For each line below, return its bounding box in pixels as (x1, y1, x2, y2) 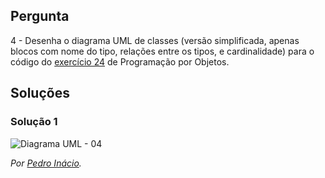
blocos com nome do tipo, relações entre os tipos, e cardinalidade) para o (10, 45, 315, 57)
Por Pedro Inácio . (10, 157, 82, 169)
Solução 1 (10, 115, 58, 129)
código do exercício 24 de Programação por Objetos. (10, 55, 230, 68)
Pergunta (10, 8, 70, 25)
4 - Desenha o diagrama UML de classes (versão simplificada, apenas (10, 34, 300, 46)
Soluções (10, 85, 70, 102)
